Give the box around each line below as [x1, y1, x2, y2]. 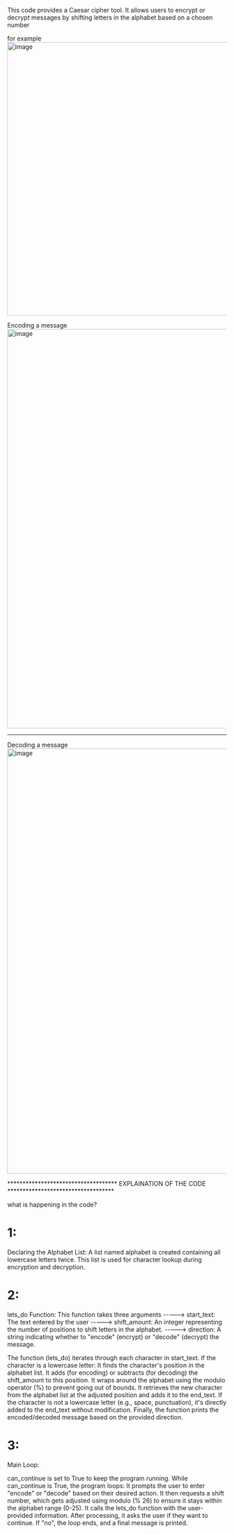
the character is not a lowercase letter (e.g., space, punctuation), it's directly [7, 1398, 227, 1406]
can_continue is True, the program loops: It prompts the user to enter [7, 1481, 205, 1490]
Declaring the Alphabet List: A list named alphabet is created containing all [7, 1248, 221, 1256]
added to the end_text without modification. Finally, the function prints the [7, 1405, 219, 1414]
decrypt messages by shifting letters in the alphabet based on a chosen [7, 13, 213, 22]
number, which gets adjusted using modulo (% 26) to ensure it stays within [7, 1496, 222, 1505]
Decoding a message [7, 740, 68, 749]
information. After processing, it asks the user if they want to [34, 1511, 208, 1519]
